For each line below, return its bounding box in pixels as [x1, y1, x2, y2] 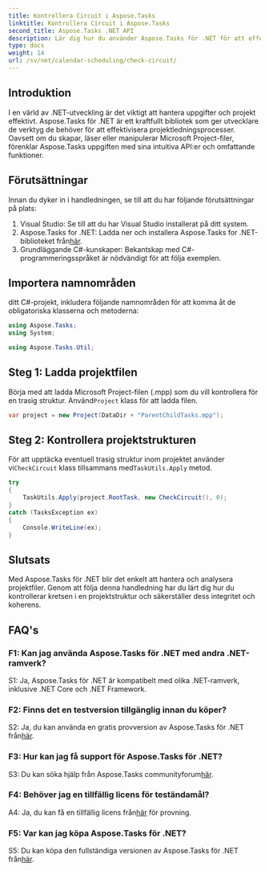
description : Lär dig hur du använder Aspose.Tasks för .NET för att [8, 34, 246, 43]
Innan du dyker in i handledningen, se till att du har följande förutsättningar [8, 194, 255, 205]
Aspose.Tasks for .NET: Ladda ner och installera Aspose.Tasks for [19, 227, 238, 237]
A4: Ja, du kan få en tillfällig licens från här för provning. [8, 808, 192, 817]
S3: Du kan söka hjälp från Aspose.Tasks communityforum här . [8, 769, 214, 779]
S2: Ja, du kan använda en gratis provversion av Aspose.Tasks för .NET [8, 722, 244, 732]
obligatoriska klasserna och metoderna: [8, 306, 139, 315]
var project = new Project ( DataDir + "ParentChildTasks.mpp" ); [8, 411, 224, 419]
